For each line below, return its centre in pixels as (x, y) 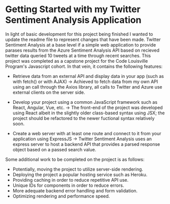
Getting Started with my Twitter (73, 9)
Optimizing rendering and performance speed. (61, 196)
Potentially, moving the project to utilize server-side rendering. (78, 169)
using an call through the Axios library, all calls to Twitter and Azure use (87, 87)
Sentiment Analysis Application (73, 20)
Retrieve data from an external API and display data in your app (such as (88, 76)
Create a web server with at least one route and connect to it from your (87, 133)
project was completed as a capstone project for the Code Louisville (77, 61)
